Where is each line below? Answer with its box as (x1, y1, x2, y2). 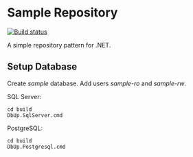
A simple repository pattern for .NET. (7, 41, 111, 49)
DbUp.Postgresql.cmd (7, 143, 67, 150)
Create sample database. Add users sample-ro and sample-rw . (7, 79, 187, 87)
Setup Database (7, 61, 78, 73)
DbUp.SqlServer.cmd (7, 112, 63, 118)
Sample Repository (7, 5, 118, 21)
